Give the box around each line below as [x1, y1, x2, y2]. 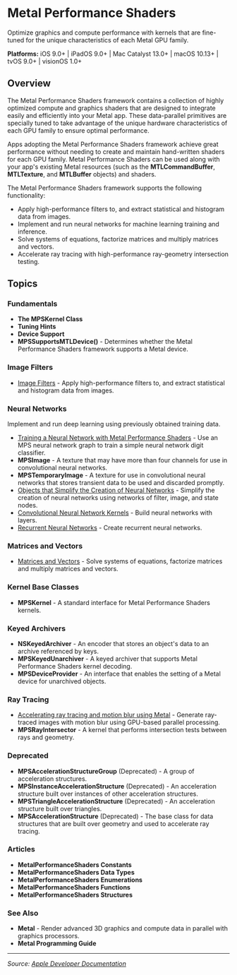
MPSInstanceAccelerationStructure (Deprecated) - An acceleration [17, 782, 217, 790]
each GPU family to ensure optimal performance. [7, 126, 150, 135]
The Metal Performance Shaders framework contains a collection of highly [7, 96, 224, 104]
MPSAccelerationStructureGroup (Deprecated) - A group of [17, 767, 195, 775]
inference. [17, 227, 48, 236]
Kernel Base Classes [7, 582, 80, 592]
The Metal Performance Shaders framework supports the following [7, 184, 202, 192]
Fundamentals [7, 299, 58, 309]
